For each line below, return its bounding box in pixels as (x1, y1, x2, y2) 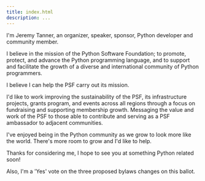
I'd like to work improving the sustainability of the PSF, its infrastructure (6, 93, 187, 100)
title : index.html (6, 9, 53, 15)
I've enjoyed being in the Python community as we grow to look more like (6, 131, 191, 138)
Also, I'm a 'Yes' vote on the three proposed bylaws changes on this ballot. (6, 168, 195, 175)
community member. (6, 38, 59, 45)
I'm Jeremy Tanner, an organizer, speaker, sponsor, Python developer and (6, 31, 193, 39)
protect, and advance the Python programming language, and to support (6, 56, 190, 64)
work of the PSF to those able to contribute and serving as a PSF (6, 113, 170, 120)
